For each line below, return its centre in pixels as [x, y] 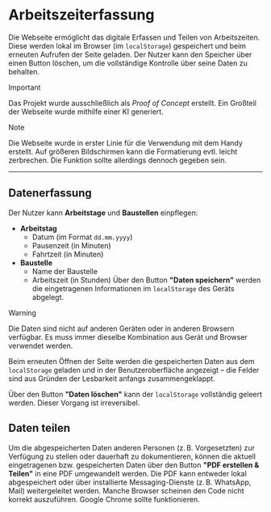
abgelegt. [48, 297]
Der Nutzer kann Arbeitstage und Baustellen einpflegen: [103, 213]
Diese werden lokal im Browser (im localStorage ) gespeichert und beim [127, 45]
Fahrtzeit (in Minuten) [68, 254]
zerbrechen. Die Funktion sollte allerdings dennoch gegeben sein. [118, 160]
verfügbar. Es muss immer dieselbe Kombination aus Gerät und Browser [128, 336]
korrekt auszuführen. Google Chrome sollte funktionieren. [104, 499]
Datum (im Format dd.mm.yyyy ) [82, 237]
